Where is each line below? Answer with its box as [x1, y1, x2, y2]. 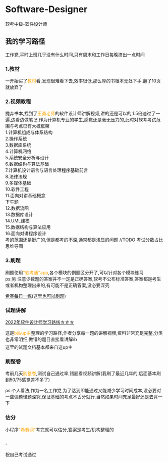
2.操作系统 [5, 135, 27, 142]
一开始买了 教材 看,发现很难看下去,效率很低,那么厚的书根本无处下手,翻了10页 [5, 78, 161, 84]
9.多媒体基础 [5, 180, 32, 186]
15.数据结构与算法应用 [5, 224, 51, 230]
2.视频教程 [5, 98, 31, 105]
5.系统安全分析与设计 [5, 155, 49, 161]
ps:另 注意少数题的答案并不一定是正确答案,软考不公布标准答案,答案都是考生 [5, 275, 161, 282]
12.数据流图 [5, 205, 29, 211]
